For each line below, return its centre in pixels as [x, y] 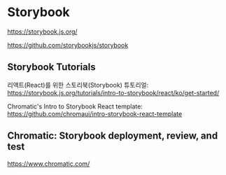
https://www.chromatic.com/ [49, 163]
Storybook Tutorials [51, 67]
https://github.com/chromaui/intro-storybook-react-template [95, 113]
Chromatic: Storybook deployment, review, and [113, 136]
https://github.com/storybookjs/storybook [68, 45]
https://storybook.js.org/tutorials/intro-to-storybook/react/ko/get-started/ [113, 92]
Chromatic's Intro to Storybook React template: [75, 106]
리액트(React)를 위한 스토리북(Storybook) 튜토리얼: [78, 85]
